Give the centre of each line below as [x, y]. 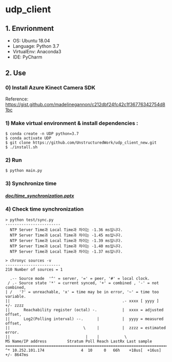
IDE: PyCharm [27, 57]
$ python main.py [24, 171]
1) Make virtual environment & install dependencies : [72, 123]
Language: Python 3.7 [36, 46]
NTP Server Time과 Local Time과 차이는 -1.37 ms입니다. [66, 252]
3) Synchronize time [31, 184]
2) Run [14, 160]
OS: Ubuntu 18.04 [31, 41]
